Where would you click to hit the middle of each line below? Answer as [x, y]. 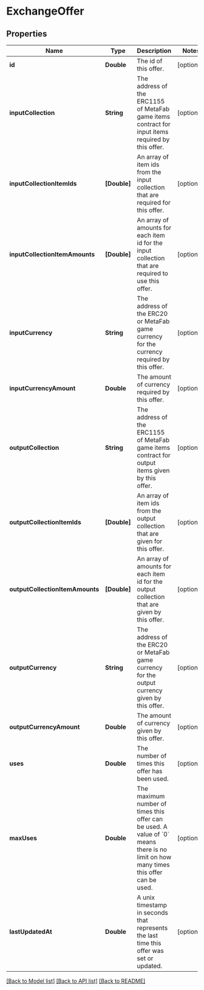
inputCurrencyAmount [42, 388]
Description [154, 51]
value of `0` [153, 834]
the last [147, 936]
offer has [150, 771]
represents [152, 928]
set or [145, 958]
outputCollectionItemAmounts [54, 589]
